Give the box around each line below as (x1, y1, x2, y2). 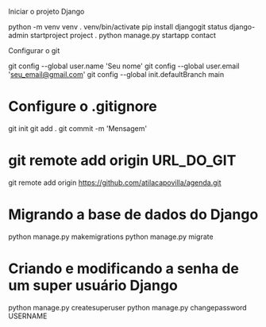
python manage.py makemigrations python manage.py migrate (8, 232, 214, 241)
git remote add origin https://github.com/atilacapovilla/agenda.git (8, 178, 222, 187)
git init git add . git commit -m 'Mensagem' (8, 123, 148, 133)
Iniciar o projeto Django (8, 7, 85, 16)
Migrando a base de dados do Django (8, 206, 259, 224)
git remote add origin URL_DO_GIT (8, 152, 237, 170)
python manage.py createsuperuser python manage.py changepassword (8, 302, 248, 312)
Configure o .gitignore (8, 98, 157, 116)
